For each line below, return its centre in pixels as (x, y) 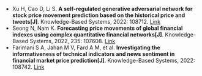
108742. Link (28, 67)
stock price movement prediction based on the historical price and (99, 15)
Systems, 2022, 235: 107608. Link (73, 41)
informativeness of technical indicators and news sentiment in (93, 54)
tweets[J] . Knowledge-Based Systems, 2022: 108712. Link (86, 22)
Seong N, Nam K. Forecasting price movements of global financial (97, 28)
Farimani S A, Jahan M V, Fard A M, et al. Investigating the (86, 47)
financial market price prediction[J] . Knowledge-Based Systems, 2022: (103, 60)
